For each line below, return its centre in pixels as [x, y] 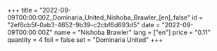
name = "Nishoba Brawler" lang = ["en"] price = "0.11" [132, 32]
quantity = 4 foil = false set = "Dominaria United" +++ [85, 40]
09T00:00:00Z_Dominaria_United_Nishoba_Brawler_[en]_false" [99, 17]
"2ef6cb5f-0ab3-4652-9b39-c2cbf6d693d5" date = [84, 25]
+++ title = [23, 10]
